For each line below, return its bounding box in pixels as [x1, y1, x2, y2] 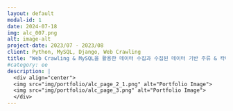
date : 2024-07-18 [7, 23, 58, 30]
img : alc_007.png [7, 29, 58, 37]
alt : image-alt [7, 36, 51, 43]
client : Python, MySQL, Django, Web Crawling [7, 49, 141, 56]
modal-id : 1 [7, 17, 42, 23]
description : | [7, 68, 51, 74]
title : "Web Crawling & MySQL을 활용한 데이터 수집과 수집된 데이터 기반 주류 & [7, 55, 217, 62]
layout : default [7, 10, 54, 17]
